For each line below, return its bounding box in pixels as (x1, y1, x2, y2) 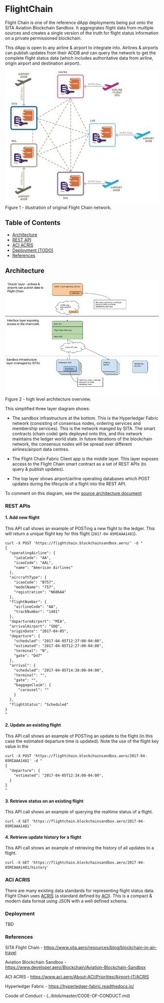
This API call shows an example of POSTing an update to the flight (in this (5, 733, 153, 739)
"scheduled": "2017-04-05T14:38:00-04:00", (14, 668, 104, 673)
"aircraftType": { (9, 575, 47, 580)
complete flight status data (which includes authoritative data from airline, (5, 55, 154, 61)
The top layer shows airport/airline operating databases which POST (12, 475, 150, 481)
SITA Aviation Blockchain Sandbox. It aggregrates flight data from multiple (5, 24, 154, 30)
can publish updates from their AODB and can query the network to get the (5, 50, 156, 56)
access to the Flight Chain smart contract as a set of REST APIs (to (12, 461, 146, 467)
